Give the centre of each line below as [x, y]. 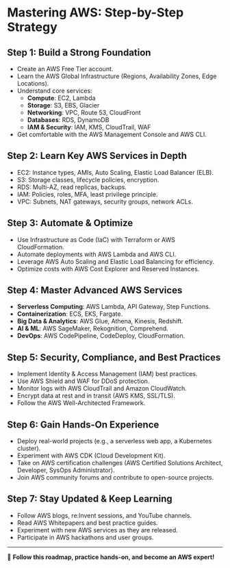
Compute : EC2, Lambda [61, 98]
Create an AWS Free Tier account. [65, 69]
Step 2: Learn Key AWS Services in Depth [97, 156]
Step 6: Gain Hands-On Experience [83, 424]
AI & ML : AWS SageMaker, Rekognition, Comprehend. [93, 329]
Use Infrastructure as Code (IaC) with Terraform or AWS [96, 239]
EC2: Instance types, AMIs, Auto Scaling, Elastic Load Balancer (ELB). [115, 172]
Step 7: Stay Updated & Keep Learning [90, 499]
